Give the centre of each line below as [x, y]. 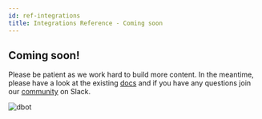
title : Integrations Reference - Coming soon [85, 23]
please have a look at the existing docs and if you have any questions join [130, 83]
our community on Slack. [49, 92]
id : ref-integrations [44, 16]
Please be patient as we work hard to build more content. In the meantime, [131, 75]
